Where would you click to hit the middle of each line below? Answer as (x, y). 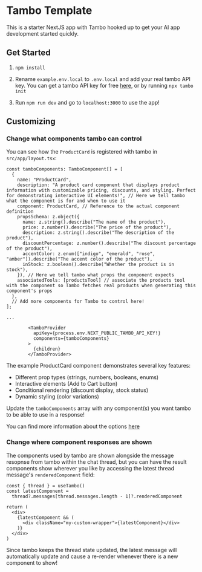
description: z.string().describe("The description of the (98, 233)
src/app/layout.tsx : (31, 158)
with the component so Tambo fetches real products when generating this (101, 286)
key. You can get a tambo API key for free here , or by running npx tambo (104, 85)
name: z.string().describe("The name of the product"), (94, 222)
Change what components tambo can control (74, 138)
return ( (17, 507)
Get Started (28, 53)
